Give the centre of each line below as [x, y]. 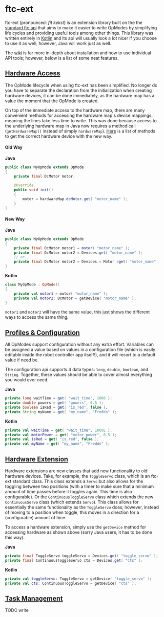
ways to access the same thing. [37, 317]
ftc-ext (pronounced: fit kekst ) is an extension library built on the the [74, 22]
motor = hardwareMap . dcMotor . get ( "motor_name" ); [75, 199]
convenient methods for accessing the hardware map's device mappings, [79, 115]
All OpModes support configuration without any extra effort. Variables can [80, 344]
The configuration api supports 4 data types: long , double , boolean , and [77, 370]
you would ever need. [27, 380]
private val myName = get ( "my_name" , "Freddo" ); [58, 444]
